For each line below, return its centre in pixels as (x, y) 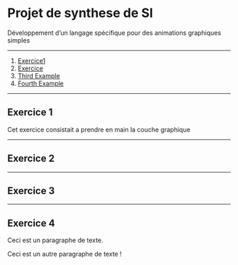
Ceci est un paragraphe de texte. (56, 240)
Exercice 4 (31, 223)
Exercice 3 (31, 191)
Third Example (39, 75)
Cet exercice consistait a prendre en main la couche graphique (99, 129)
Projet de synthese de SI (80, 13)
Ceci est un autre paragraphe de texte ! (64, 254)
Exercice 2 (31, 159)
